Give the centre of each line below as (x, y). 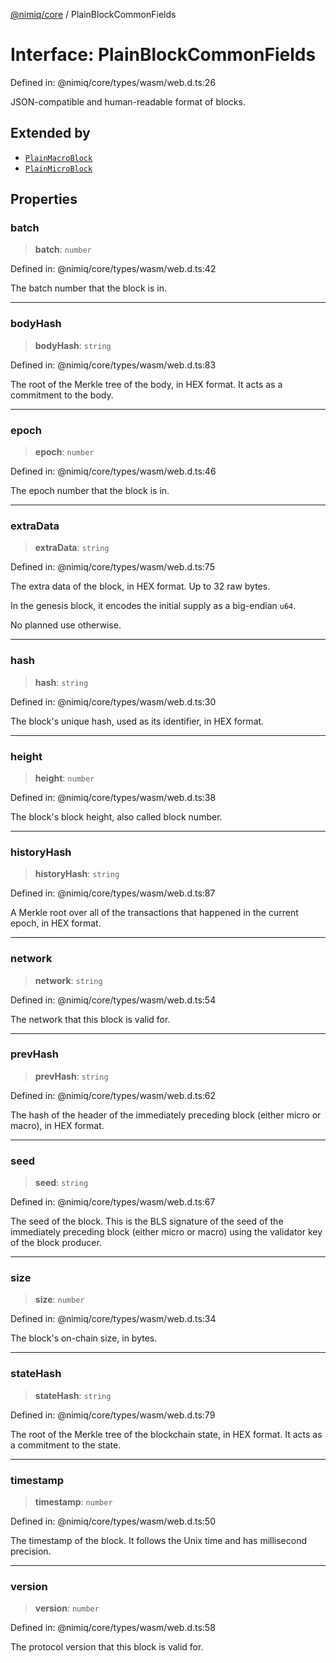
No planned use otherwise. (66, 625)
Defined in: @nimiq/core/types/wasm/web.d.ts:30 (113, 701)
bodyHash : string (73, 345)
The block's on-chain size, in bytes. (84, 1338)
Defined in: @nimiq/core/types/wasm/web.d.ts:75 (112, 567)
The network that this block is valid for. (90, 1019)
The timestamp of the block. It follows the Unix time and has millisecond (158, 1540)
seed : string (61, 1183)
